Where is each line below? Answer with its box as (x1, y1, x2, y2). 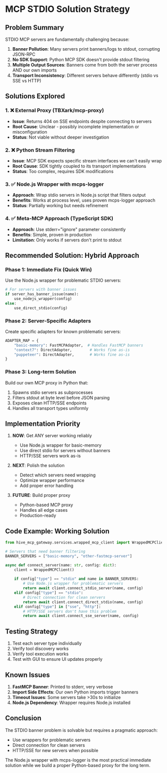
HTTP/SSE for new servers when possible (12, 747, 98, 753)
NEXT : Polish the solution (12, 463, 65, 468)
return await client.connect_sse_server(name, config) (23, 614, 139, 618)
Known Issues (5, 671, 50, 679)
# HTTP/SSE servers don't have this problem (23, 609, 117, 614)
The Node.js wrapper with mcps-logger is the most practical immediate (5, 757, 152, 763)
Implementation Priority (5, 420, 81, 428)
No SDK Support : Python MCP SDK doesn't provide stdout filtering (12, 57, 150, 63)
